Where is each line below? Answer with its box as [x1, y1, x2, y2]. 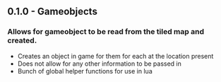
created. [7, 35, 37, 45]
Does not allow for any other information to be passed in [17, 59, 182, 68]
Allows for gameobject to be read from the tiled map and [7, 27, 205, 37]
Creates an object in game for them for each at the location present [17, 52, 214, 60]
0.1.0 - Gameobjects [7, 6, 97, 18]
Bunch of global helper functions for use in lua [17, 66, 153, 75]
